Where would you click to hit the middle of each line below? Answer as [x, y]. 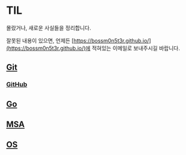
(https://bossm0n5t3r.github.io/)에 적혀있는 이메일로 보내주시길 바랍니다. [93, 48]
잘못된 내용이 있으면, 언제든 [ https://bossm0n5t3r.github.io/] [79, 40]
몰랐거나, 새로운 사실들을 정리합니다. [49, 28]
